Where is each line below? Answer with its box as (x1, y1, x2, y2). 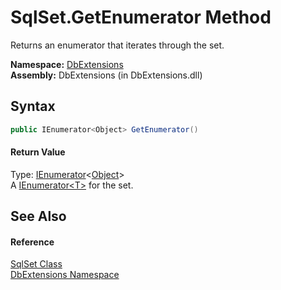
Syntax (10, 98, 56, 115)
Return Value (10, 146, 66, 158)
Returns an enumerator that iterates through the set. (10, 39, 225, 51)
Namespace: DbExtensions (10, 58, 124, 70)
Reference (10, 236, 55, 248)
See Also (10, 208, 67, 225)
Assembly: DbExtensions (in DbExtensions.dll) (10, 69, 203, 81)
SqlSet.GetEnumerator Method (10, 6, 272, 29)
